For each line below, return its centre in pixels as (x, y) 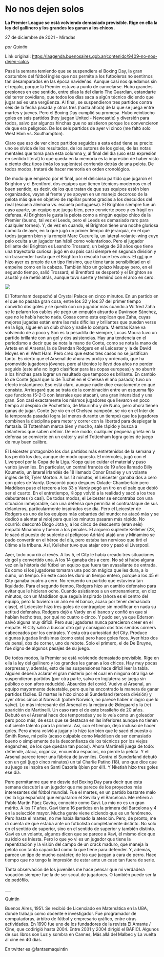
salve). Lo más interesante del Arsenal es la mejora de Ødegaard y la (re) (78, 705)
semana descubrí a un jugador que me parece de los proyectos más (74, 787)
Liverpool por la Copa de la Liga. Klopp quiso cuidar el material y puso (76, 462)
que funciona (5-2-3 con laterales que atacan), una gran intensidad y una (79, 395)
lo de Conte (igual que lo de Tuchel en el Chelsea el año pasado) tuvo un (78, 379)
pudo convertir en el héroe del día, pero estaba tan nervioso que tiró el (76, 540)
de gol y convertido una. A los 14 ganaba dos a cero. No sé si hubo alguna (80, 560)
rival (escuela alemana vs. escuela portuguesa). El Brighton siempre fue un (81, 204)
